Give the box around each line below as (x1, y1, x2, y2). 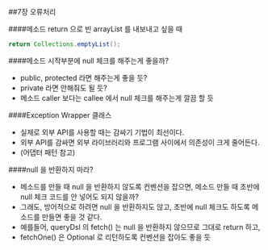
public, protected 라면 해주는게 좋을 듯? (19, 73, 148, 82)
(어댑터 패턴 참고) (19, 148, 76, 157)
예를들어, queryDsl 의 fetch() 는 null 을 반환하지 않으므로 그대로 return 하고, (19, 222, 261, 231)
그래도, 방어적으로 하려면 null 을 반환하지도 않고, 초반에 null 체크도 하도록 (19, 202, 250, 211)
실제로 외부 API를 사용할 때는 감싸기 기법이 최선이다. (19, 127, 185, 137)
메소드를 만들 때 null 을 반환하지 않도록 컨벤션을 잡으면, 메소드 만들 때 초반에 (19, 181, 260, 191)
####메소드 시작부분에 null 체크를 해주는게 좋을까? (8, 56, 170, 65)
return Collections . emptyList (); (8, 40, 121, 48)
